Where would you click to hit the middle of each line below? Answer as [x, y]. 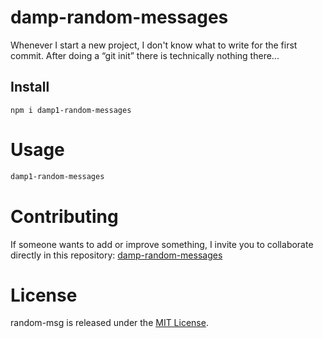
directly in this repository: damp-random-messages [116, 255]
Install [30, 87]
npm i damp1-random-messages [71, 110]
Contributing [64, 216]
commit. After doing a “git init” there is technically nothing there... [145, 55]
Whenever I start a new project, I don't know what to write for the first [154, 45]
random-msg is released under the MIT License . [109, 323]
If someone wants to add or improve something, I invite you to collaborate [162, 244]
